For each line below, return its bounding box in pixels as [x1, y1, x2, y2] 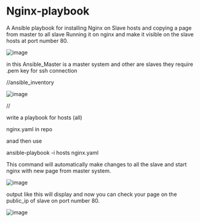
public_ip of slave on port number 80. [6, 197, 100, 204]
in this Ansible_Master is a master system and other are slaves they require [6, 60, 193, 68]
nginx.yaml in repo [6, 125, 53, 132]
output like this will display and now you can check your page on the [6, 191, 178, 198]
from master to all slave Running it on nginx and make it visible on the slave [6, 30, 194, 38]
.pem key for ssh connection [6, 67, 78, 74]
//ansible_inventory [6, 79, 55, 86]
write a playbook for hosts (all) [6, 114, 83, 121]
